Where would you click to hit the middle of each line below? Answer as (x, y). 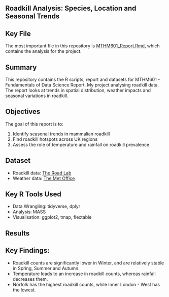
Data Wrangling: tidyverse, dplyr (46, 206)
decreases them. (30, 279)
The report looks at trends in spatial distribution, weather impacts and (78, 91)
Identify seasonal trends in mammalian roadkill (61, 134)
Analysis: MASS (29, 212)
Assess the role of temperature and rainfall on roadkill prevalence (81, 144)
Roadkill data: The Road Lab (42, 173)
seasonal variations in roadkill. (37, 96)
